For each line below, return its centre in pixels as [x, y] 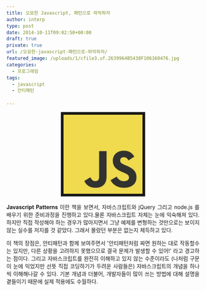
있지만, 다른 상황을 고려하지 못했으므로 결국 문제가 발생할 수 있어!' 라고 [98, 251]
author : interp [26, 19]
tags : [13, 78]
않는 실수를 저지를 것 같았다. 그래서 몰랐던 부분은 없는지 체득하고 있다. [90, 230]
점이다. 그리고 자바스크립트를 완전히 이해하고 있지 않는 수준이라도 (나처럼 [101, 258]
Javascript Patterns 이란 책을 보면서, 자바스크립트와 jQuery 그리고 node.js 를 [103, 207]
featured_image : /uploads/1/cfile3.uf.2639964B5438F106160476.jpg [93, 58]
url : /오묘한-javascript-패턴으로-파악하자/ [57, 52]
